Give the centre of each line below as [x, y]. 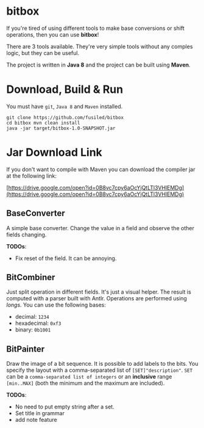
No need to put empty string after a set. [65, 407]
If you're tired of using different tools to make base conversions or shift [95, 28]
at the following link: [31, 176]
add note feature [36, 420]
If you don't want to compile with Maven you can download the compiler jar [101, 169]
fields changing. [26, 234]
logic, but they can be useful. [43, 53]
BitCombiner [31, 277]
